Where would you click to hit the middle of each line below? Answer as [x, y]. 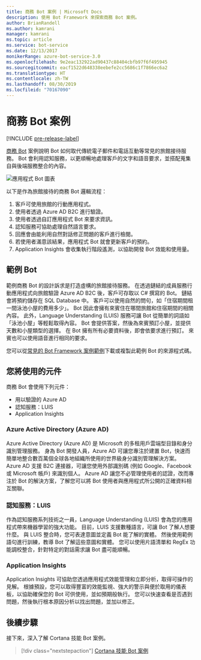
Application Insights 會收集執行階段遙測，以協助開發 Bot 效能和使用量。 [103, 249]
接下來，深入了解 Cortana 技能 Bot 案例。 [58, 638]
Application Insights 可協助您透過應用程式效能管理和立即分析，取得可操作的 [100, 579]
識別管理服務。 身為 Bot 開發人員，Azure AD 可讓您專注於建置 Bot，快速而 [98, 451]
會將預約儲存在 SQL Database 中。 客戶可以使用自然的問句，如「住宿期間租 [100, 300]
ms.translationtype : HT [36, 73]
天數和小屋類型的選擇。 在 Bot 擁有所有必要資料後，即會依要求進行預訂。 [97, 330]
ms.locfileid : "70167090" [38, 90]
